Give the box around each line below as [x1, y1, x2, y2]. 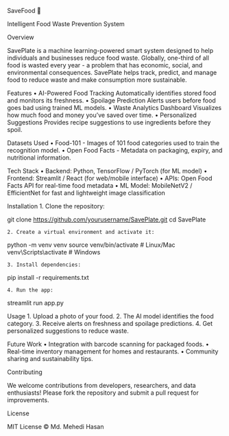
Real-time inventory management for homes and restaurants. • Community [7, 347, 219, 356]
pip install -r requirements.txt [7, 274, 89, 281]
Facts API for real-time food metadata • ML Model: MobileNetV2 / [7, 182, 193, 189]
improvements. [7, 396, 49, 404]
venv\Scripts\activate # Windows [7, 248, 101, 256]
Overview [7, 33, 34, 41]
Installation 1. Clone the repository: [7, 202, 105, 210]
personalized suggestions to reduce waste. [7, 327, 129, 335]
